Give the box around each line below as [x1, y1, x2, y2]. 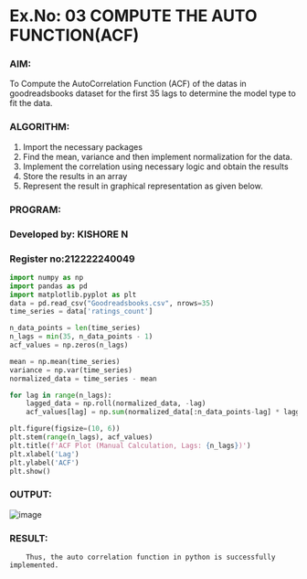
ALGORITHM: [9, 121, 70, 134]
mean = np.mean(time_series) [9, 357, 121, 366]
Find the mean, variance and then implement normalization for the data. [22, 151, 292, 162]
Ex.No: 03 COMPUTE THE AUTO [9, 5, 258, 27]
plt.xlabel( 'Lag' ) [9, 449, 79, 458]
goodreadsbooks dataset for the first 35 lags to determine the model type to [9, 88, 297, 99]
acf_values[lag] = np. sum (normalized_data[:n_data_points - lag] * [26, 408, 281, 417]
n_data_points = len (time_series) [9, 324, 142, 333]
